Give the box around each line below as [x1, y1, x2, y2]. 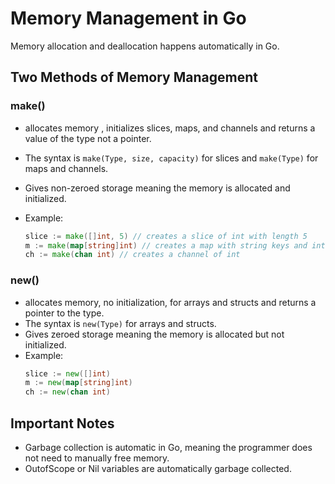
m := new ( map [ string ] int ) [24, 378, 133, 388]
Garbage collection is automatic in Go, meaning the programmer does [24, 441, 313, 453]
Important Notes [10, 415, 115, 432]
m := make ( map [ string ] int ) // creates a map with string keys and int [24, 240, 326, 251]
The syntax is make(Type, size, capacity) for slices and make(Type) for [24, 152, 319, 164]
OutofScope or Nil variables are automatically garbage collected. [24, 462, 292, 474]
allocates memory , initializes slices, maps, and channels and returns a [24, 122, 316, 134]
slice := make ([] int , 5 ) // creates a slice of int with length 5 [24, 231, 308, 241]
